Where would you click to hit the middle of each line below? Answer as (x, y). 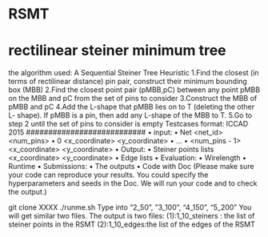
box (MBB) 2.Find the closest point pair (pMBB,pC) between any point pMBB (134, 90)
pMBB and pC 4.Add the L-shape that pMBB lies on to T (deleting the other (131, 107)
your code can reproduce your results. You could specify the (108, 175)
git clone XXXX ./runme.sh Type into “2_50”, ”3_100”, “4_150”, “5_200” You (130, 207)
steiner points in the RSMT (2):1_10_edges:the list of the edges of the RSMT (132, 224)
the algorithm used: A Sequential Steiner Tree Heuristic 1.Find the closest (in (134, 73)
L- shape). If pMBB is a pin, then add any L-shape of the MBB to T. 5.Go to (130, 115)
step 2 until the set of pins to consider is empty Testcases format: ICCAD (128, 124)
